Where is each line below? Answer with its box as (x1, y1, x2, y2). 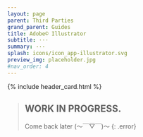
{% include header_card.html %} (7, 82, 102, 90)
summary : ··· (7, 43, 46, 50)
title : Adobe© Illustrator (7, 30, 87, 37)
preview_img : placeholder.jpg (7, 56, 97, 64)
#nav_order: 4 (7, 63, 49, 70)
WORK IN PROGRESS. (24, 103, 122, 115)
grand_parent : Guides (7, 23, 71, 30)
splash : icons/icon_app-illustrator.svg (7, 50, 128, 57)
